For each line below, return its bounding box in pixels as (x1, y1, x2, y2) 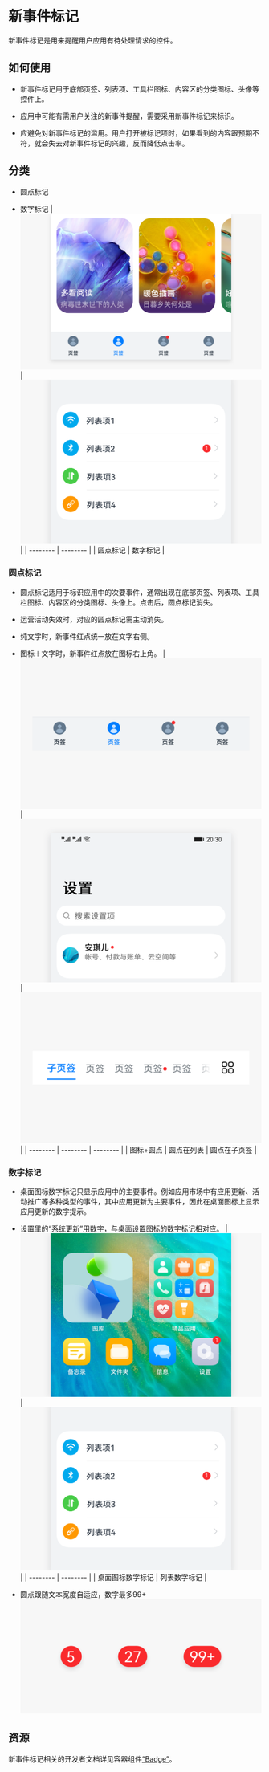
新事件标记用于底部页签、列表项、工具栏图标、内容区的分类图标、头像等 (19, 84, 259, 93)
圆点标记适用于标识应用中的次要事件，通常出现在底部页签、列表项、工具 (19, 587, 259, 597)
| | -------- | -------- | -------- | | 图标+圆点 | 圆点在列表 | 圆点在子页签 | (19, 1145, 257, 1155)
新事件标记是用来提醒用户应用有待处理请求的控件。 (8, 35, 177, 45)
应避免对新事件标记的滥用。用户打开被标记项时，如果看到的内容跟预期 (19, 128, 253, 137)
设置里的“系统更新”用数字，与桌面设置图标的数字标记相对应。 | (19, 1224, 228, 1233)
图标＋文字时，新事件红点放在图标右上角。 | (19, 648, 166, 658)
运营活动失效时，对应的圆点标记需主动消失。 (19, 614, 169, 624)
